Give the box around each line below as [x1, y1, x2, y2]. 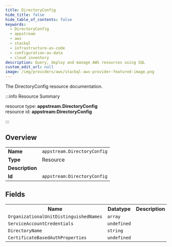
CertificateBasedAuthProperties [8, 235, 87, 240]
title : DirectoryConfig [5, 7, 56, 13]
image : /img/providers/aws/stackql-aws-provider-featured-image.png [5, 70, 155, 75]
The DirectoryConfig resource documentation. [5, 83, 103, 89]
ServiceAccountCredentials [8, 220, 74, 227]
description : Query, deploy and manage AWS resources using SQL [5, 60, 145, 65]
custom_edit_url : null [5, 64, 54, 70]
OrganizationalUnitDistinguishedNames [8, 213, 102, 219]
